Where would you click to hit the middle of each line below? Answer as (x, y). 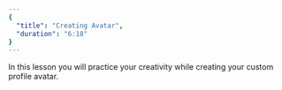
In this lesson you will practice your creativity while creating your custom (141, 67)
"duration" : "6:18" (52, 34)
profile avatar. (34, 77)
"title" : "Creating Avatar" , (70, 26)
